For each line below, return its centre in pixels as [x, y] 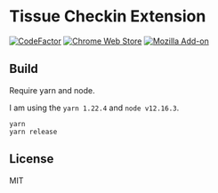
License [32, 159]
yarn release [33, 132]
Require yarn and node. [52, 90]
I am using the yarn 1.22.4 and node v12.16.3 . [94, 108]
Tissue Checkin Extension [108, 16]
